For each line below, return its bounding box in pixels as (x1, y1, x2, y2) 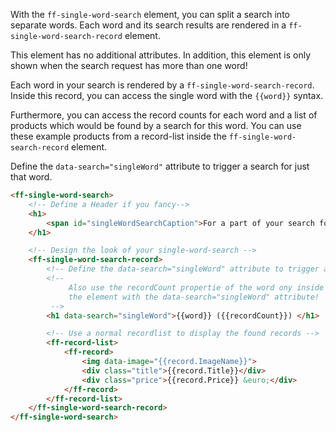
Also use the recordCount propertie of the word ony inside (68, 282, 325, 293)
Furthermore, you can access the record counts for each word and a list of (10, 109, 318, 121)
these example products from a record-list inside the (10, 130, 227, 142)
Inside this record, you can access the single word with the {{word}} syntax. (10, 90, 324, 101)
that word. (10, 171, 53, 183)
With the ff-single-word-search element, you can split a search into (10, 9, 290, 20)
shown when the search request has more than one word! (10, 60, 248, 71)
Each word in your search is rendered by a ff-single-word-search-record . (10, 79, 315, 91)
